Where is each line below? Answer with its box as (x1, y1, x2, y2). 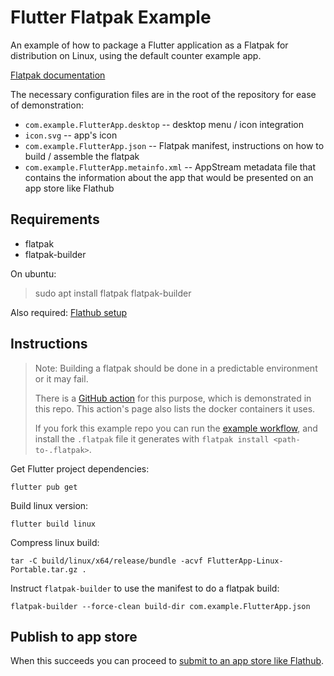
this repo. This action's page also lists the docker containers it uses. (34, 402, 316, 415)
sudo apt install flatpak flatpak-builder (34, 287, 192, 299)
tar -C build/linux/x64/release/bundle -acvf (10, 556, 203, 566)
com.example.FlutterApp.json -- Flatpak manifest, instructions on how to (24, 139, 325, 151)
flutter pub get (10, 482, 78, 492)
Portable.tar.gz (10, 564, 78, 575)
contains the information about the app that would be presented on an (24, 171, 314, 183)
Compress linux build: (10, 536, 100, 548)
